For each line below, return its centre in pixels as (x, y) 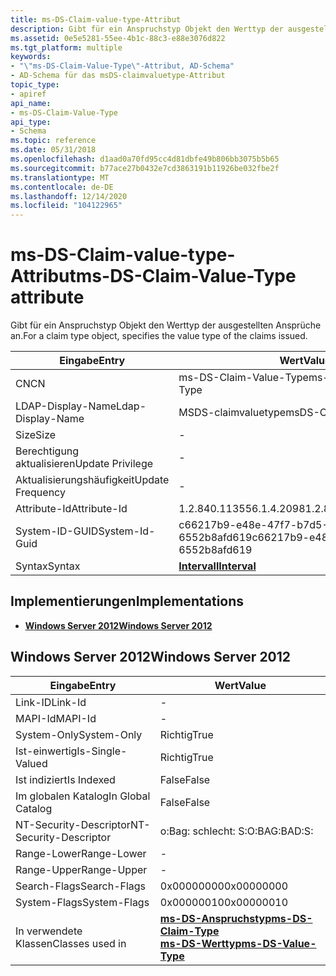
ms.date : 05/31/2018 (53, 150)
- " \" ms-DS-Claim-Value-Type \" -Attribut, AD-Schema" (122, 66)
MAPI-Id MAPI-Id (56, 718)
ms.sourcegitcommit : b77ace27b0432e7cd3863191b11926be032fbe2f (145, 168)
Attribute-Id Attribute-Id (71, 509)
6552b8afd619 (215, 538)
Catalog (34, 808)
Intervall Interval (217, 566)
